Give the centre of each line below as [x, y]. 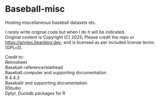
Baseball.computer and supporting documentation [56, 72]
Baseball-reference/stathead [34, 67]
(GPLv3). [14, 47]
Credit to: [14, 57]
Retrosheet [16, 62]
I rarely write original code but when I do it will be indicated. [65, 32]
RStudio [13, 88]
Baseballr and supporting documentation [46, 83]
